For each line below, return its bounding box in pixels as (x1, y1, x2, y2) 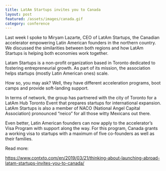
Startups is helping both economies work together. (5, 50, 109, 56)
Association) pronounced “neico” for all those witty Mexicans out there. (5, 111, 151, 117)
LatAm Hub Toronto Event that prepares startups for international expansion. (5, 100, 162, 106)
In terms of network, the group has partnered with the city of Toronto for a (5, 95, 157, 101)
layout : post (5, 12, 32, 17)
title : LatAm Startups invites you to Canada (5, 7, 101, 12)
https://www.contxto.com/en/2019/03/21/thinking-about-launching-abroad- (5, 155, 160, 161)
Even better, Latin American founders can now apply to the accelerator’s (5, 120, 153, 126)
